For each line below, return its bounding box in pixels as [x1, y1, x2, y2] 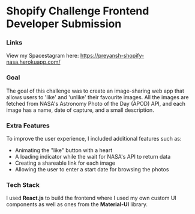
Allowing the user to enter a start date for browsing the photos [14, 166, 169, 173]
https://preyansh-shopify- [80, 52, 145, 60]
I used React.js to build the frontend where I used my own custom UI [6, 194, 177, 202]
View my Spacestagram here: [6, 52, 79, 60]
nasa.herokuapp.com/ [6, 58, 61, 66]
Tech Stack [6, 181, 40, 189]
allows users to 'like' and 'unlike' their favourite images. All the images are [6, 93, 189, 100]
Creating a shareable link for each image [14, 159, 116, 167]
